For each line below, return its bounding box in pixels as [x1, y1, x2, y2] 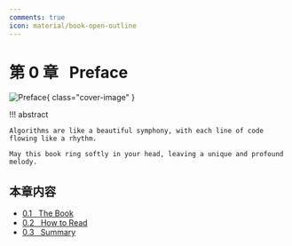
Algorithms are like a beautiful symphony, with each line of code [9, 126, 264, 136]
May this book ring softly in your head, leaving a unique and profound [9, 150, 284, 159]
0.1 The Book [21, 208, 74, 218]
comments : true [9, 12, 66, 22]
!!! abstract [9, 109, 49, 120]
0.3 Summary [21, 227, 76, 238]
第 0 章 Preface [9, 62, 129, 83]
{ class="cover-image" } [46, 92, 136, 103]
